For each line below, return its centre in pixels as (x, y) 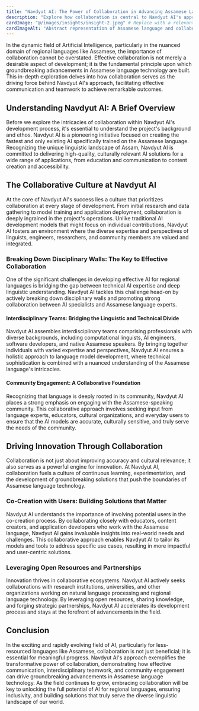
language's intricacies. (34, 369)
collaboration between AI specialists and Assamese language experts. (92, 305)
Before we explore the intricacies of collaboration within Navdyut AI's (91, 122)
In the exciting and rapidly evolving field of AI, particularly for (81, 644)
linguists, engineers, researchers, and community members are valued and (97, 237)
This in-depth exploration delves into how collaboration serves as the (91, 77)
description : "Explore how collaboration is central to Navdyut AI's (94, 17)
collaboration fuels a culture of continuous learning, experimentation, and (96, 473)
